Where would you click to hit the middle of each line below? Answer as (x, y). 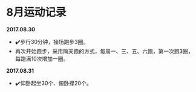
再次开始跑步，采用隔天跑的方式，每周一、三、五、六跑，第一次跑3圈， (104, 51)
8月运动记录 (36, 12)
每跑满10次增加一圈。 (42, 58)
